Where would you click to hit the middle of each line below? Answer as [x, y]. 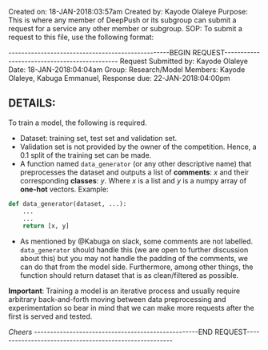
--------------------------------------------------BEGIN [100, 52]
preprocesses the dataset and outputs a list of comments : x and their [134, 172]
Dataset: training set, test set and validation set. [98, 138]
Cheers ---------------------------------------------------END [111, 332]
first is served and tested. [50, 316]
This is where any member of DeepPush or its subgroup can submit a [122, 20]
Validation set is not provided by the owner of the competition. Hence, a [138, 147]
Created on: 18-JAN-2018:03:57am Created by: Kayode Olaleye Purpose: [128, 12]
